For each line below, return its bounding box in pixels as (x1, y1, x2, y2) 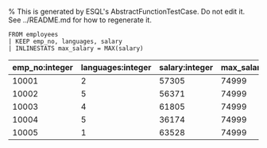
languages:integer (80, 62, 152, 72)
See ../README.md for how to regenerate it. (8, 15, 153, 25)
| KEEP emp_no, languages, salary (8, 37, 123, 45)
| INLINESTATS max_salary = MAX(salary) (8, 45, 145, 53)
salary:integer (158, 62, 213, 72)
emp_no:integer (12, 62, 74, 72)
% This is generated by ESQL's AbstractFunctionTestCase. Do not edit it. (8, 7, 246, 16)
